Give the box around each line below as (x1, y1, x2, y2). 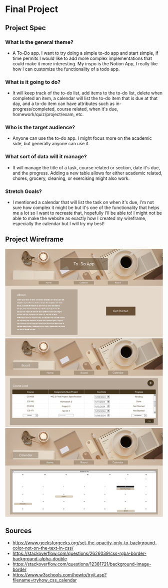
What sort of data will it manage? (5, 153, 87, 160)
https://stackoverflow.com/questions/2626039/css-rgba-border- (12, 550, 146, 556)
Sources (5, 527, 32, 535)
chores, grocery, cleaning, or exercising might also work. (12, 175, 130, 181)
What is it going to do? (5, 78, 61, 85)
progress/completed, (12, 106, 56, 112)
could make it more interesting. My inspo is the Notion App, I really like (12, 60, 158, 66)
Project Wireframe (5, 235, 64, 244)
